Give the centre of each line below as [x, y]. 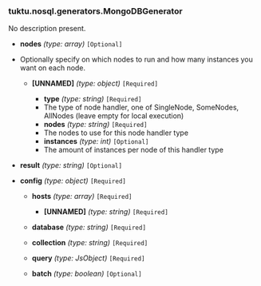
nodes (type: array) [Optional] [71, 44]
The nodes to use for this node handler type [116, 133]
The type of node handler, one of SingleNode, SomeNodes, [141, 107]
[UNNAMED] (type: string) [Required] [106, 212]
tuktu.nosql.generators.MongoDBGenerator [95, 11]
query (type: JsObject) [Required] [88, 258]
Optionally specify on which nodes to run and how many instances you [136, 60]
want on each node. [53, 68]
